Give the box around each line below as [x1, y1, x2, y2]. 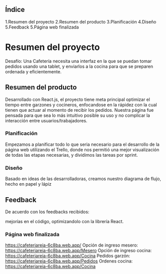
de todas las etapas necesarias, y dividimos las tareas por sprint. [5, 152, 138, 158]
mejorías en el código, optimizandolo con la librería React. [5, 218, 124, 224]
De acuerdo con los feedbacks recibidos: [5, 209, 89, 215]
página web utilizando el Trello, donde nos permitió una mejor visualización [5, 146, 160, 153]
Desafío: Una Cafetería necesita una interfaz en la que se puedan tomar [5, 58, 152, 64]
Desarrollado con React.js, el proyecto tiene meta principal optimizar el [5, 96, 150, 102]
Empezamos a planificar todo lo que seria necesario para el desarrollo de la [5, 141, 160, 147]
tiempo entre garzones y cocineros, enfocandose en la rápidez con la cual [5, 101, 158, 108]
